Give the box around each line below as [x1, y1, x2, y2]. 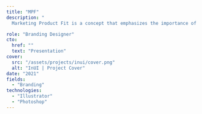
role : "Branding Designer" [6, 31, 75, 37]
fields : [6, 76, 26, 82]
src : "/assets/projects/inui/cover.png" [12, 59, 115, 65]
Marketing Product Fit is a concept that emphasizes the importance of [12, 20, 197, 26]
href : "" [12, 42, 34, 49]
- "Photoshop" [12, 99, 47, 105]
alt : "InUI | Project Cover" [12, 65, 86, 71]
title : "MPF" [6, 8, 39, 15]
